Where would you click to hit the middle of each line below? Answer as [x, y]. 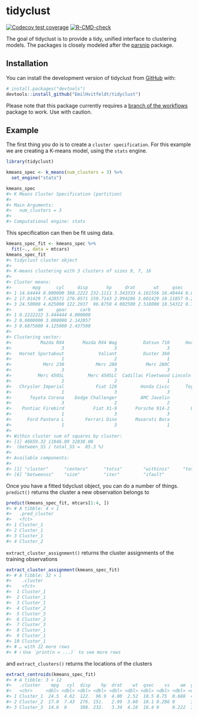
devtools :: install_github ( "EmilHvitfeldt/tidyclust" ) [74, 94]
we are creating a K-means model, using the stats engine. [77, 151]
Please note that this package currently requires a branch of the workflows [97, 105]
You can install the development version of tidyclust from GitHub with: [91, 77]
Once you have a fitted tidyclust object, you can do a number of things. [92, 485]
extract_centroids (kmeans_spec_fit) [51, 674]
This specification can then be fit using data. [60, 233]
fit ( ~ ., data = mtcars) [40, 249]
